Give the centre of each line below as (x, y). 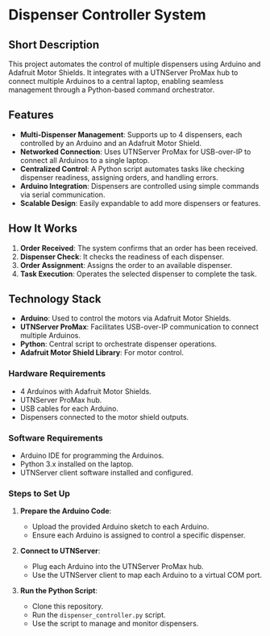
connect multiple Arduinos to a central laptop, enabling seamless (116, 81)
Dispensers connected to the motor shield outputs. (104, 416)
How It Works (43, 229)
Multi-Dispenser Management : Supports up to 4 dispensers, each (131, 134)
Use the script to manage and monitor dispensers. (115, 624)
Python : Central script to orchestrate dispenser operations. (118, 344)
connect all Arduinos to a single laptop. (85, 160)
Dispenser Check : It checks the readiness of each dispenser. (122, 257)
